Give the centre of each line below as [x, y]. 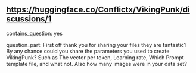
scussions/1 [29, 19]
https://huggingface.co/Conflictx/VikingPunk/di [98, 10]
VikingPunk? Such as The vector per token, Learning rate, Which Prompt [95, 57]
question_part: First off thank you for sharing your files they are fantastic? [97, 45]
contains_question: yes [34, 33]
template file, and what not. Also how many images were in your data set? [97, 64]
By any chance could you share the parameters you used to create [88, 51]
